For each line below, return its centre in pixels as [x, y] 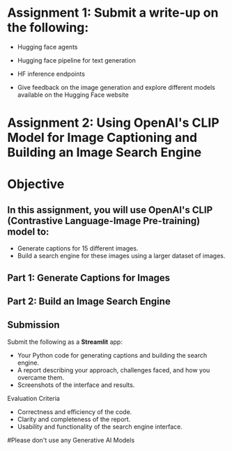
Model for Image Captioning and [102, 138]
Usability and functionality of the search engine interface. [100, 427]
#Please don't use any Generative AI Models [71, 440]
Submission [34, 325]
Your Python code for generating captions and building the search [112, 355]
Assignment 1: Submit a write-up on [113, 13]
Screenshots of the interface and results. [76, 385]
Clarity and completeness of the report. [74, 419]
